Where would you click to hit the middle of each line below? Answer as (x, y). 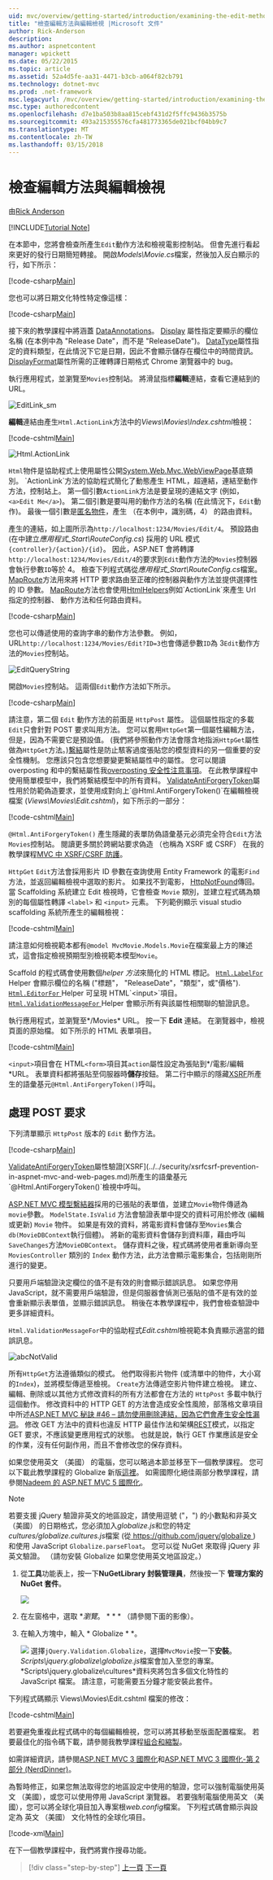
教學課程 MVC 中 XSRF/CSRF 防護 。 (68, 855)
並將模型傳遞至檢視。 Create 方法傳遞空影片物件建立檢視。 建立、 (152, 1384)
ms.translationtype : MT (49, 129)
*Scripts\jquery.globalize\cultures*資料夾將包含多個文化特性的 (124, 1671)
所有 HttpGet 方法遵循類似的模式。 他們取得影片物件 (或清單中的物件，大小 (131, 1374)
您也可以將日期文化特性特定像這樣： (69, 298)
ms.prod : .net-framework (50, 92)
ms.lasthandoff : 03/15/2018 (56, 144)
